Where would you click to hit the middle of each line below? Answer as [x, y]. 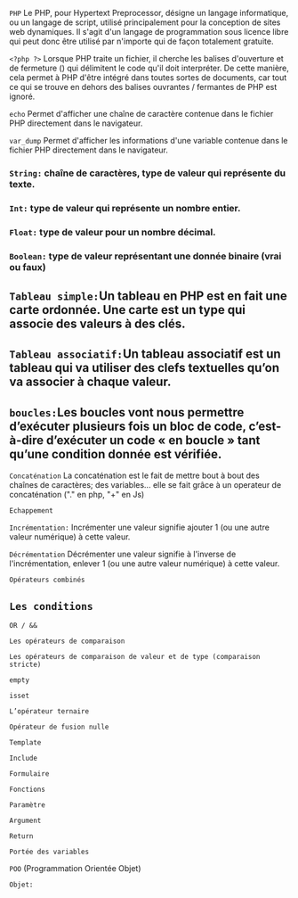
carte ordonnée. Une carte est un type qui [128, 310]
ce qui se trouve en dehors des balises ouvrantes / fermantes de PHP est [143, 87]
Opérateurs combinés [48, 580]
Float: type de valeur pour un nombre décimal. [113, 232]
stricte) [25, 665]
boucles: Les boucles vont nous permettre [127, 412]
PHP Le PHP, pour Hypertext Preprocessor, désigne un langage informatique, [149, 13]
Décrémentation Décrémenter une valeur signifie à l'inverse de [123, 554]
